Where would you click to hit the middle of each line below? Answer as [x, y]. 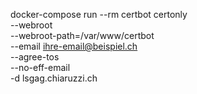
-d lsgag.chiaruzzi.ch [54, 78]
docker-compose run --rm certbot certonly [99, 14]
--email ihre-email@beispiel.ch [74, 46]
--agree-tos [35, 57]
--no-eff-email [40, 67]
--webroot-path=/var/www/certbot [82, 35]
